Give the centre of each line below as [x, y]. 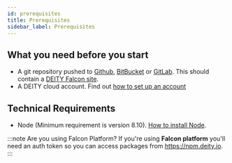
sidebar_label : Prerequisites [51, 26]
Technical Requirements [61, 108]
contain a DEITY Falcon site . [58, 79]
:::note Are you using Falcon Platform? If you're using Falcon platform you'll [116, 139]
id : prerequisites [34, 14]
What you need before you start [78, 55]
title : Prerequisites [39, 20]
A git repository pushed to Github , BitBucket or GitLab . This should [113, 72]
